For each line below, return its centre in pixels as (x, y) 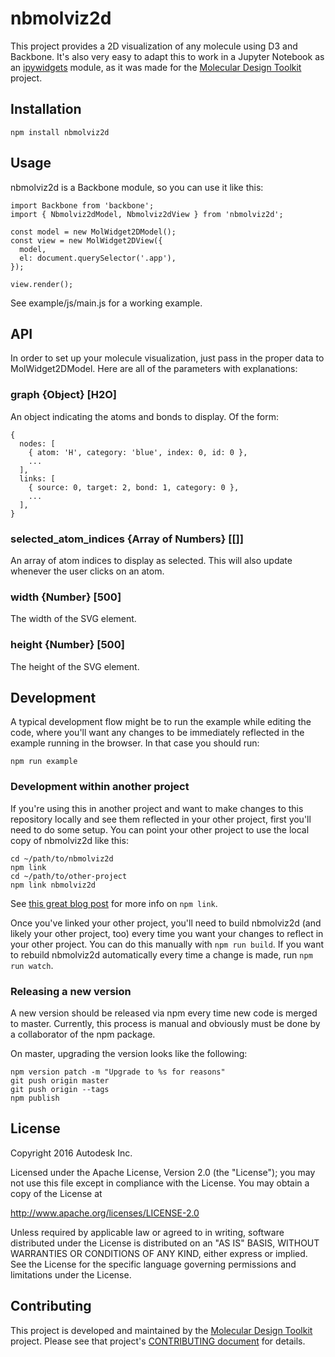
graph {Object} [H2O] (64, 395)
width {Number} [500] (66, 597)
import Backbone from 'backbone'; (82, 205)
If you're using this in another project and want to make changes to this (157, 808)
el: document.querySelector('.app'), (98, 258)
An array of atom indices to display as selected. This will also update (151, 560)
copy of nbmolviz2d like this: (69, 840)
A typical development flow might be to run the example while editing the (161, 722)
